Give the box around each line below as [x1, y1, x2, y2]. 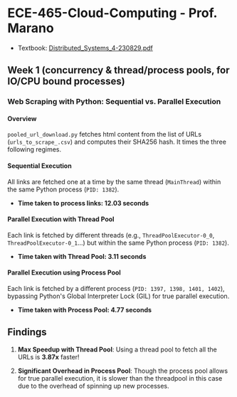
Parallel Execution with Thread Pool [7, 215, 115, 223]
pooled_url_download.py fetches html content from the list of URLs [7, 130, 201, 139]
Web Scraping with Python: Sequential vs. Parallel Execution [7, 97, 221, 107]
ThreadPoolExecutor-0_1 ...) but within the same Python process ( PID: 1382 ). [7, 238, 229, 247]
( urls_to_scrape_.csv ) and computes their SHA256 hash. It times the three [7, 137, 226, 147]
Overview [7, 114, 37, 122]
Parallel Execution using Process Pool [7, 268, 121, 277]
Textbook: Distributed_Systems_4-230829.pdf [17, 43, 153, 52]
